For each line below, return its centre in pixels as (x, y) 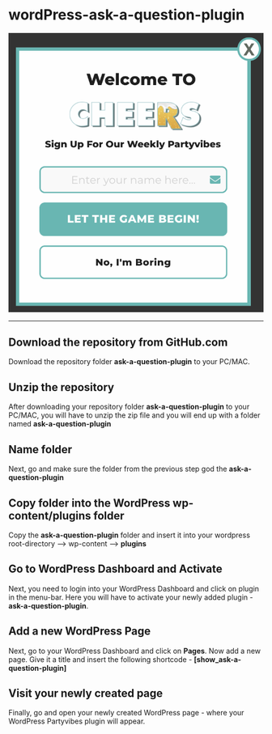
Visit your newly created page (86, 693)
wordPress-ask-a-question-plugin (127, 15)
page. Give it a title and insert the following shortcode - (100, 659)
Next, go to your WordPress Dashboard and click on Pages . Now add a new (135, 651)
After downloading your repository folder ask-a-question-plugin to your (129, 407)
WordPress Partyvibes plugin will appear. (77, 721)
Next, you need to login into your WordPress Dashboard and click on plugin (134, 588)
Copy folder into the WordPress (89, 503)
